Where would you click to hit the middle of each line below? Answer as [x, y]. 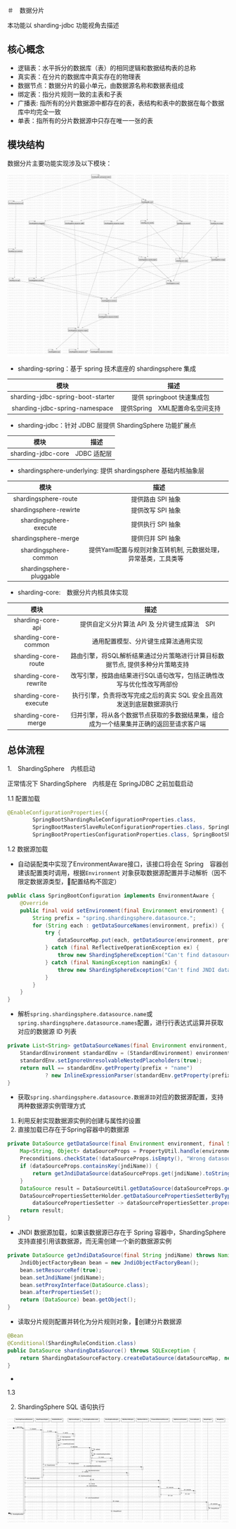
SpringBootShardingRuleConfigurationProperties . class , [114, 820]
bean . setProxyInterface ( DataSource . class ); [85, 1285]
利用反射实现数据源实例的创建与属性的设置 [79, 1121]
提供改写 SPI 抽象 [156, 510]
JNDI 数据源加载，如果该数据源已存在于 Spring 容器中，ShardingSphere [122, 1232]
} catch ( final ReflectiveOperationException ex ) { [122, 948]
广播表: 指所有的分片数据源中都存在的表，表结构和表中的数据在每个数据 [121, 103]
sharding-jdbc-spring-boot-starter [63, 397]
